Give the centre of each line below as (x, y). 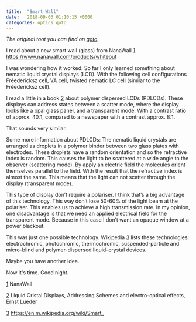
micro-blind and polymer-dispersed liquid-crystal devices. (76, 250)
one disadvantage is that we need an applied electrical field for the (87, 214)
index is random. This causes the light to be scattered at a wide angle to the (97, 159)
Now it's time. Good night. (37, 273)
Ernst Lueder (22, 302)
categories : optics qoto (36, 22)
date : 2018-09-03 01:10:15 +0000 (49, 17)
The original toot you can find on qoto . (53, 39)
